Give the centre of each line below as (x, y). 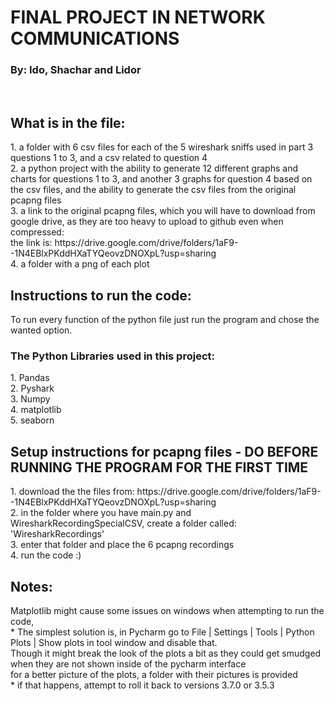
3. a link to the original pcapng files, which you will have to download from (163, 211)
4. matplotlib (36, 410)
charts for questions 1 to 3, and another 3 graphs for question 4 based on (161, 179)
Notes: (31, 586)
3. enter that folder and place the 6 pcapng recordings (122, 545)
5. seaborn (32, 420)
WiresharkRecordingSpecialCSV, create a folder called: (123, 523)
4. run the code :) (46, 555)
